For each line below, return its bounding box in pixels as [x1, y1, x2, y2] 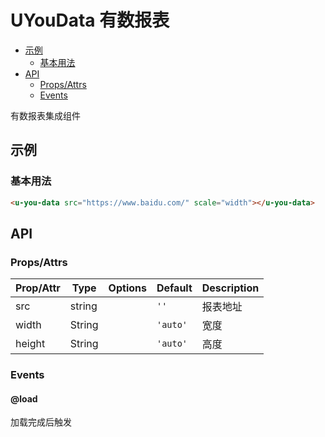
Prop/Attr [15, 281, 61, 295]
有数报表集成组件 [10, 109, 81, 121]
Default [156, 281, 193, 295]
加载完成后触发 [10, 416, 72, 428]
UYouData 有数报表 [10, 9, 170, 32]
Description [201, 281, 260, 295]
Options [108, 281, 147, 295]
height [15, 337, 46, 351]
